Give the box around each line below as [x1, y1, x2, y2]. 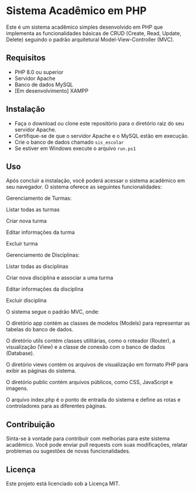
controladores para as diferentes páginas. [6, 403, 107, 410]
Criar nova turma [6, 217, 47, 225]
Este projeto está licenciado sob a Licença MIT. [6, 480, 120, 487]
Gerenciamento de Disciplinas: [6, 251, 80, 259]
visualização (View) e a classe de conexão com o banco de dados [6, 344, 166, 351]
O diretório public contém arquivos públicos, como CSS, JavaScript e [6, 379, 173, 386]
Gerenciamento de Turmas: [6, 195, 72, 202]
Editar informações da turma [6, 229, 75, 236]
